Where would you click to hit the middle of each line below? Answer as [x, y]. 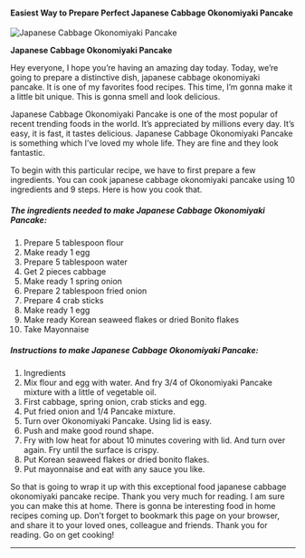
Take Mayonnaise [56, 330]
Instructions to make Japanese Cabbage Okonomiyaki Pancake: [134, 350]
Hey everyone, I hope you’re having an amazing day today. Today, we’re [144, 68]
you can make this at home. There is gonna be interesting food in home [143, 506]
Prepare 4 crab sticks [63, 301]
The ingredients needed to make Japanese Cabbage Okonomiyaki [138, 210]
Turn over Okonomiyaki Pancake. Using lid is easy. [117, 421]
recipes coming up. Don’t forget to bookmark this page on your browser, [145, 515]
